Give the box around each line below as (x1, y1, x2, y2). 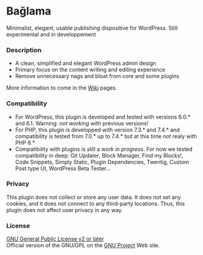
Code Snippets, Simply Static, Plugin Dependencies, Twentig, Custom (15, 158, 190, 165)
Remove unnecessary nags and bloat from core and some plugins (15, 73, 180, 80)
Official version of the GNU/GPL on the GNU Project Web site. (6, 242, 160, 249)
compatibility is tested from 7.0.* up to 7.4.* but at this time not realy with (15, 132, 197, 140)
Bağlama (6, 4, 52, 18)
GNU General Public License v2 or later (6, 235, 104, 243)
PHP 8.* (15, 139, 35, 146)
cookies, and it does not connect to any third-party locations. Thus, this (6, 200, 185, 207)
